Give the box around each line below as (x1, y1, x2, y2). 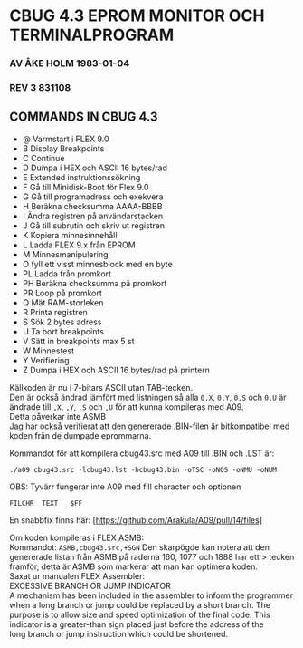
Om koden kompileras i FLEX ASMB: (9, 532, 145, 543)
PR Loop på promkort (22, 287, 102, 298)
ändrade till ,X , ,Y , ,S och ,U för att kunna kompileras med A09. (9, 401, 244, 412)
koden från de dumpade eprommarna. (9, 430, 152, 440)
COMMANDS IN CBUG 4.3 (9, 110, 158, 125)
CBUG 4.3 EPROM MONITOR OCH (9, 5, 265, 26)
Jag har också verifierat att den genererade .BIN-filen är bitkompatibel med (9, 421, 290, 431)
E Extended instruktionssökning (22, 171, 141, 182)
